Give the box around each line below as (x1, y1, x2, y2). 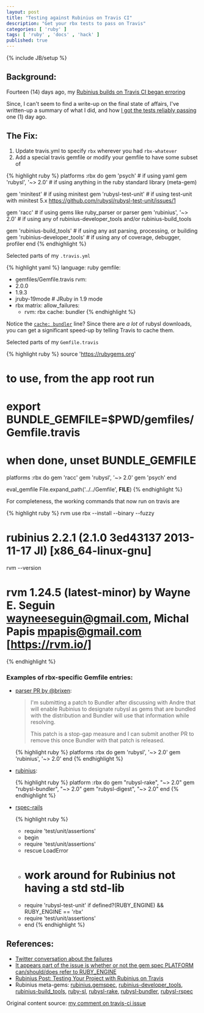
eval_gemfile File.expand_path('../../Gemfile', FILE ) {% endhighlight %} (6, 485, 183, 493)
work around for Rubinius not (24, 869, 176, 882)
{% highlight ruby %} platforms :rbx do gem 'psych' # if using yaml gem (6, 172, 188, 179)
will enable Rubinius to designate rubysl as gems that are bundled (30, 705, 196, 713)
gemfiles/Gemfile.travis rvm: (15, 275, 87, 283)
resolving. (30, 719, 56, 726)
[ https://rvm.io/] (6, 638, 92, 652)
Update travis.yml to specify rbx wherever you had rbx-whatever (15, 147, 177, 154)
